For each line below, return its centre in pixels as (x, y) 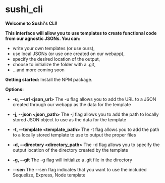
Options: (15, 89)
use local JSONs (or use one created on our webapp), (69, 54)
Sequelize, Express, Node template (49, 175)
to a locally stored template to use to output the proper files (74, 134)
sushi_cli (24, 9)
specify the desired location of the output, (56, 59)
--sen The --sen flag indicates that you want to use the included (79, 169)
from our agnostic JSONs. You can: (43, 38)
